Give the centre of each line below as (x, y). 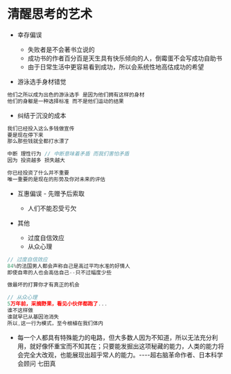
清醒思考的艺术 (50, 14)
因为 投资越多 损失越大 (36, 160)
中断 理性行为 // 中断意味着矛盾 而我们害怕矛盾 (68, 154)
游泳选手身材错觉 (42, 81)
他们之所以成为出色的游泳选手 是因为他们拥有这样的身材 (76, 94)
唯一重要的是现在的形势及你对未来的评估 (56, 179)
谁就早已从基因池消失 (33, 316)
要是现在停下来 (25, 135)
